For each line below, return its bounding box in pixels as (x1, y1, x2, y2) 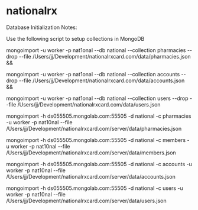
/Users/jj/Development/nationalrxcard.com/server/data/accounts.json (6, 173, 176, 180)
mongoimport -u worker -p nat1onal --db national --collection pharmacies (6, 46, 186, 54)
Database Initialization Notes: (6, 24, 77, 31)
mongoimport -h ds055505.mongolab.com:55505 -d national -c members (6, 136, 186, 143)
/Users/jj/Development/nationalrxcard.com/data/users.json (17, 101, 161, 108)
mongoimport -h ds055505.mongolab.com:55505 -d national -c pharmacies (6, 112, 191, 119)
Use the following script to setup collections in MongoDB (6, 35, 145, 42)
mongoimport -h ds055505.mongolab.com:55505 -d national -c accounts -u (6, 160, 192, 167)
